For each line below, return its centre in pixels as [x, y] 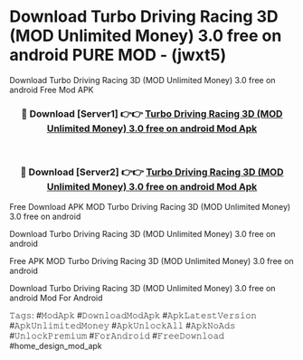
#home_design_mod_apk [56, 346]
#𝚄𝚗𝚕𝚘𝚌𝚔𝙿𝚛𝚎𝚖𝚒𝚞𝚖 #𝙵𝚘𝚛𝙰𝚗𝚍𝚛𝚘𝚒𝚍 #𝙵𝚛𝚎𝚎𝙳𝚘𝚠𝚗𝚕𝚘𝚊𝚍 [117, 336]
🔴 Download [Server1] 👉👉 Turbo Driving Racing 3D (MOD [152, 113]
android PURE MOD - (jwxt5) [118, 55]
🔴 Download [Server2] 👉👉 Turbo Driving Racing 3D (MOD [152, 172]
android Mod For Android [56, 298]
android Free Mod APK [52, 90]
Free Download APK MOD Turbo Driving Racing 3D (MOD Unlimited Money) [150, 206]
